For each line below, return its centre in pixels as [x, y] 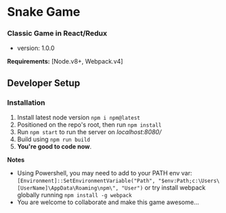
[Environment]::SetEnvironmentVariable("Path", [86, 181]
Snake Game [44, 12]
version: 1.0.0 [36, 48]
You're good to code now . [54, 147]
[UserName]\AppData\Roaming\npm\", [68, 188]
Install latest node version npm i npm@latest [78, 118]
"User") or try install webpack [164, 188]
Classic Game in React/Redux [57, 34]
